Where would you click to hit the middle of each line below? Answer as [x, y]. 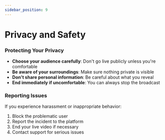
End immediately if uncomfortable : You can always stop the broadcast [86, 83]
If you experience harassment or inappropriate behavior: [63, 106]
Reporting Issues [26, 96]
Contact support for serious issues [48, 132]
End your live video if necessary [45, 127]
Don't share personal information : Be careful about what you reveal [83, 77]
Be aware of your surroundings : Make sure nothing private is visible [83, 72]
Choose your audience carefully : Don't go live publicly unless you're [84, 61]
